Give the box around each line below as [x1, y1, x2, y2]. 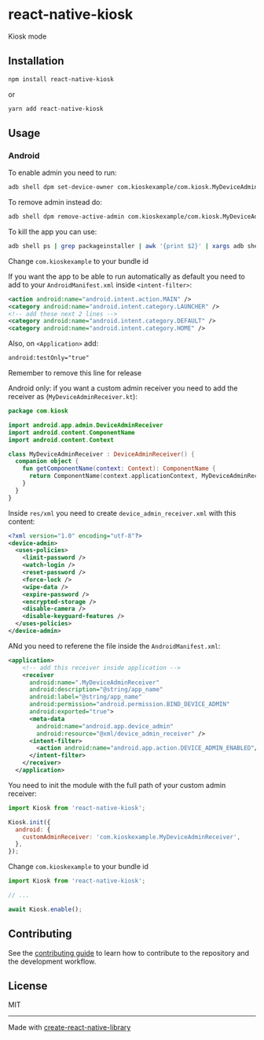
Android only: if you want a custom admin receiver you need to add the [8, 383, 238, 393]
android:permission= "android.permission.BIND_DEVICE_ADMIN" [28, 701, 230, 709]
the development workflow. [8, 957, 97, 966]
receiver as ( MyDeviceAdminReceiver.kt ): [8, 392, 137, 402]
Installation [8, 54, 64, 68]
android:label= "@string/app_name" [28, 693, 143, 701]
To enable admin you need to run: [8, 168, 117, 178]
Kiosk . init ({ [8, 818, 51, 826]
